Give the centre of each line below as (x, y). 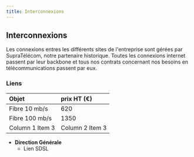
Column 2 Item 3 (84, 128)
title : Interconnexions (35, 11)
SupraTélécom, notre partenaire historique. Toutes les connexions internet (96, 56)
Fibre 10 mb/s (29, 108)
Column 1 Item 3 (32, 128)
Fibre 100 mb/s (30, 118)
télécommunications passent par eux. (52, 68)
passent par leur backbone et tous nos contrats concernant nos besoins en (97, 62)
